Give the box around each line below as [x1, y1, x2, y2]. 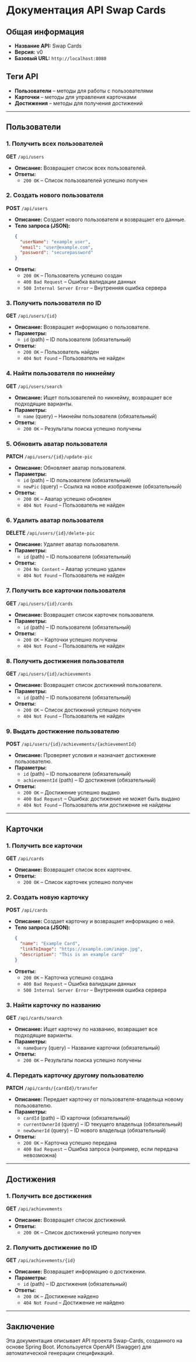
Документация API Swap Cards [6, 4, 166, 17]
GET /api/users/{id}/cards [6, 600, 73, 607]
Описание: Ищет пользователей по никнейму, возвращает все [14, 394, 173, 401]
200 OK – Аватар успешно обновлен [23, 496, 111, 503]
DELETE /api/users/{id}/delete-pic [6, 529, 95, 536]
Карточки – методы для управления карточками [14, 93, 137, 100]
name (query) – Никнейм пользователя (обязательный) [23, 412, 157, 419]
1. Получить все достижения [6, 1192, 92, 1200]
